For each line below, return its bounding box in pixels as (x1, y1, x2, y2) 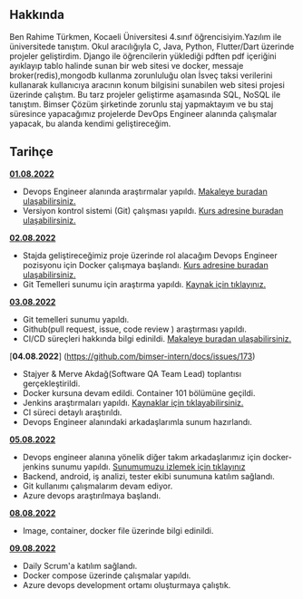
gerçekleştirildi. (22, 378, 81, 389)
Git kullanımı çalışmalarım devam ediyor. (22, 480, 173, 491)
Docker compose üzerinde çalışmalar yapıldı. (22, 570, 191, 581)
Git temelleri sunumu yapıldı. (22, 314, 130, 324)
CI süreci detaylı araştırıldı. (22, 407, 122, 418)
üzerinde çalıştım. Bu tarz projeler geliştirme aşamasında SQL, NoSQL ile (9, 89, 281, 100)
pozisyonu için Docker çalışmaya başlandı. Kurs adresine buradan (22, 259, 269, 270)
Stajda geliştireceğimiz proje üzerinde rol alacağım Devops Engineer (22, 249, 279, 261)
